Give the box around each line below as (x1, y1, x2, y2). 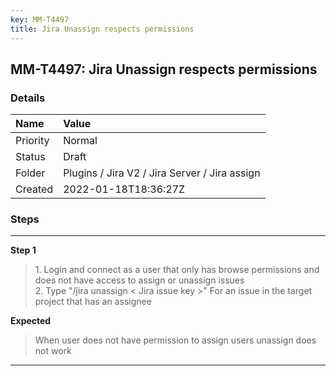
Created (15, 182, 54, 196)
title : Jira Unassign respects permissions (10, 24, 195, 34)
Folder (15, 166, 46, 180)
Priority (15, 134, 50, 148)
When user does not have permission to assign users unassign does (34, 334, 317, 346)
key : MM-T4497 (10, 14, 70, 25)
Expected (10, 315, 52, 327)
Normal (63, 134, 98, 148)
